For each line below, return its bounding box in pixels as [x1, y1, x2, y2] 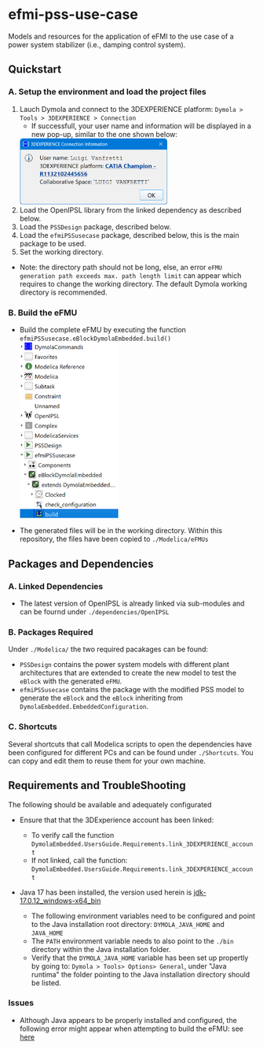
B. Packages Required [8, 627, 93, 638]
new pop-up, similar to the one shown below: [31, 129, 178, 139]
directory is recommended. [19, 287, 108, 297]
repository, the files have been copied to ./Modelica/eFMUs [19, 534, 209, 544]
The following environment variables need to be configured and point [31, 911, 256, 921]
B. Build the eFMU [8, 307, 78, 318]
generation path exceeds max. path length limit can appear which [19, 271, 242, 280]
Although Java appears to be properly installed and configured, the [19, 1015, 237, 1025]
